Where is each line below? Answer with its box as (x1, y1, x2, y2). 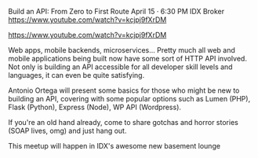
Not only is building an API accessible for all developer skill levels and (8, 62, 233, 72)
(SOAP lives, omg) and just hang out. (8, 126, 127, 135)
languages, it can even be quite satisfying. (8, 71, 145, 79)
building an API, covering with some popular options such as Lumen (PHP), (8, 94, 251, 103)
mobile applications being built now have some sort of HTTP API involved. (8, 54, 247, 63)
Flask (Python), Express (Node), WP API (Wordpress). (8, 102, 182, 112)
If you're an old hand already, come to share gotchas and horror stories (8, 118, 239, 127)
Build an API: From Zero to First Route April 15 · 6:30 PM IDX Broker (8, 7, 225, 16)
